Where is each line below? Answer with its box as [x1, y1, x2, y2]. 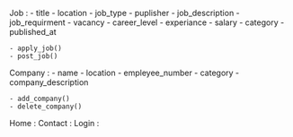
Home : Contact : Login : [9, 118, 100, 128]
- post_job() [9, 52, 58, 61]
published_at [9, 27, 57, 37]
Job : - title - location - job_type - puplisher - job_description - [9, 8, 240, 18]
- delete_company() [9, 102, 83, 111]
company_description [9, 77, 89, 88]
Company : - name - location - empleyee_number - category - [9, 67, 240, 78]
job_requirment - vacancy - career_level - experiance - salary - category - [9, 17, 285, 28]
